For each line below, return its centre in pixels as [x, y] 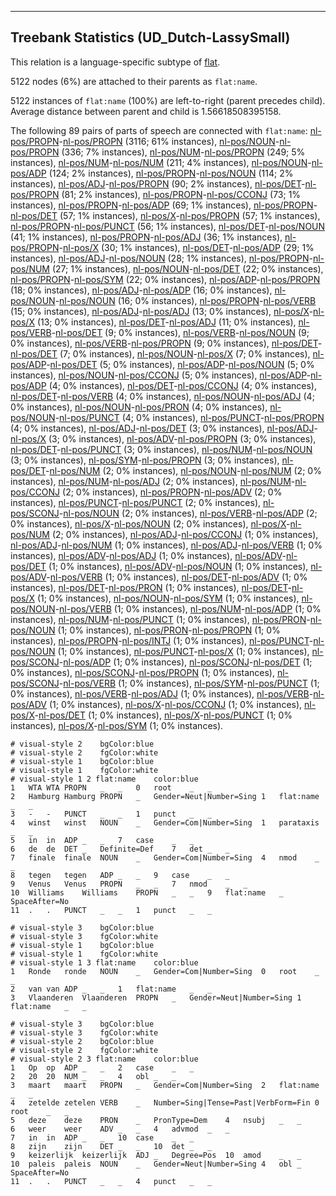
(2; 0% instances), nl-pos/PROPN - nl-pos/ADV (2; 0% [172, 492]
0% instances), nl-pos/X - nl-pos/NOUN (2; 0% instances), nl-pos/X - [150, 523]
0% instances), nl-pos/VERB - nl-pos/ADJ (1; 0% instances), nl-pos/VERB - [162, 693]
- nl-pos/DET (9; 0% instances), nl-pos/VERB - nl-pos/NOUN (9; [180, 332]
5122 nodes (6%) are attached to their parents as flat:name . [134, 81]
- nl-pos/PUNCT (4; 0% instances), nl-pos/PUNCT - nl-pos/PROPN [189, 417]
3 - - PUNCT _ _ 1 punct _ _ [111, 814]
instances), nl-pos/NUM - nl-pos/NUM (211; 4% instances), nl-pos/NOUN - [161, 162]
